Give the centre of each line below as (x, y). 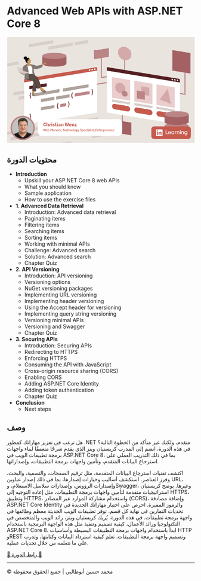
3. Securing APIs (37, 339)
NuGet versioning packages (58, 288)
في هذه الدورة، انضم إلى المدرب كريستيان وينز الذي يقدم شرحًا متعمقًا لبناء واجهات (98, 448)
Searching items (44, 231)
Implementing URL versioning (61, 295)
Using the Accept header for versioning (73, 307)
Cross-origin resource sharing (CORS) (71, 371)
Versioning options (47, 282)
